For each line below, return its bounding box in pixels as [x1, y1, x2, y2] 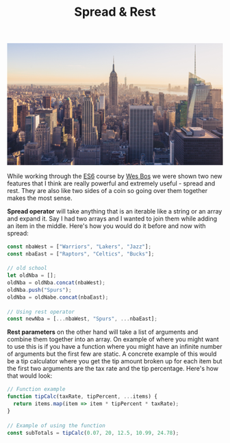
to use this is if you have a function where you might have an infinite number [7, 343, 222, 351]
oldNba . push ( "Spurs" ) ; [7, 286, 72, 293]
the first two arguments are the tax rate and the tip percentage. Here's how [7, 365, 219, 373]
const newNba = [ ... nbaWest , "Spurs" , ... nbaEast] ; [7, 315, 157, 323]
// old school [7, 265, 48, 272]
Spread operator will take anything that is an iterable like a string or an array [7, 207, 222, 215]
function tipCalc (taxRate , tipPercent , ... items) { [7, 393, 157, 400]
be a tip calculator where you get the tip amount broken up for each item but [7, 357, 222, 365]
